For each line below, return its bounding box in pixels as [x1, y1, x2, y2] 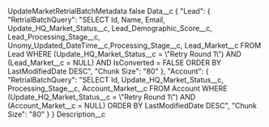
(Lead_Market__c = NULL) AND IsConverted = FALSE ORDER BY [7, 58, 222, 67]
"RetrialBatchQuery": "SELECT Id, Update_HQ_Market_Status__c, [7, 75, 224, 84]
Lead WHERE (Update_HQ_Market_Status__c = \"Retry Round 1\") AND [7, 49, 242, 58]
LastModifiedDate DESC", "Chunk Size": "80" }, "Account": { [7, 66, 209, 76]
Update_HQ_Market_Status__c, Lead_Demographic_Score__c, [7, 23, 212, 33]
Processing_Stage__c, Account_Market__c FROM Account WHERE [7, 83, 228, 93]
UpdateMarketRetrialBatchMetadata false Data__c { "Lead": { [7, 6, 211, 15]
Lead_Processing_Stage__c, [7, 32, 100, 41]
